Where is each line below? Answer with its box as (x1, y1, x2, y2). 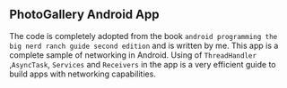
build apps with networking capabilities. (9, 68, 157, 79)
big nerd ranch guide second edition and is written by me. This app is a (9, 40, 279, 51)
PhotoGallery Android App (9, 7, 160, 22)
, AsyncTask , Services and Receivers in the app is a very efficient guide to (9, 59, 276, 69)
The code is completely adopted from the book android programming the (9, 30, 278, 41)
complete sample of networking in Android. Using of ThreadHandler (9, 49, 257, 60)
